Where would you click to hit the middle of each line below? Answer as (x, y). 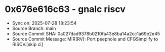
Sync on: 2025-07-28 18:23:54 (44, 23)
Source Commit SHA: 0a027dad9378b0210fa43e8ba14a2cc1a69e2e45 (86, 33)
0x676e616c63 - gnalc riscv (65, 9)
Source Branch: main (34, 28)
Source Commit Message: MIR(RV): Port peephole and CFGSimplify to (85, 39)
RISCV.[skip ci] (28, 44)
